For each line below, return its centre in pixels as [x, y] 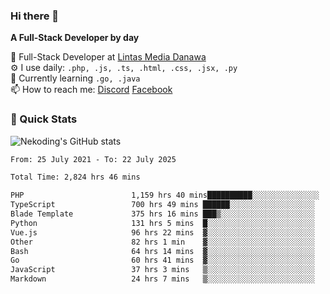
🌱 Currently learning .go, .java [75, 78]
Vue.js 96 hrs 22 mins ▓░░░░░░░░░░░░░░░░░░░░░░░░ [162, 232]
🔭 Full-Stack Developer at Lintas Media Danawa [108, 57]
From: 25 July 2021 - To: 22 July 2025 [93, 159]
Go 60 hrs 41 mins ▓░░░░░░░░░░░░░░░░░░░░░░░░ [162, 260]
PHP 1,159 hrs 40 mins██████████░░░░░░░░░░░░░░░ [165, 195]
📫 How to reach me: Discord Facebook [91, 90]
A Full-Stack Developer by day [75, 38]
